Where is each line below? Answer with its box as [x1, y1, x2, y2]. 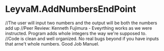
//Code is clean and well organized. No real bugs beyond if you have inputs [5, 36, 159, 42]
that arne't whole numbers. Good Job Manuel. [5, 41, 99, 47]
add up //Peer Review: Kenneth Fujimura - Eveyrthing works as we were [5, 25, 153, 31]
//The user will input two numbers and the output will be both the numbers [5, 20, 158, 26]
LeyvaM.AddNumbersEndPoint [5, 3, 136, 15]
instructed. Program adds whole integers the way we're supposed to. [5, 30, 147, 36]
